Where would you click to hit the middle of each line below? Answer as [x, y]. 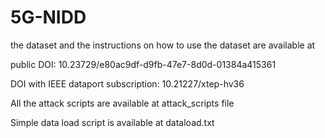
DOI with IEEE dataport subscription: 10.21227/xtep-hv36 [127, 83]
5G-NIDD [48, 17]
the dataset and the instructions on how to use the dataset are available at [163, 45]
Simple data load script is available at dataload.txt [112, 122]
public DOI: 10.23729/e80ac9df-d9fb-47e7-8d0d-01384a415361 [143, 64]
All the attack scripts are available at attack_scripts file [122, 103]
